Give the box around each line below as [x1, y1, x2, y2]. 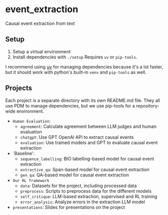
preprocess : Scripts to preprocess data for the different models [20, 188, 152, 194]
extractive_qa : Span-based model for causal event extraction [20, 166, 150, 172]
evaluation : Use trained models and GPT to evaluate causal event [20, 139, 158, 146]
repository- [136, 102, 160, 109]
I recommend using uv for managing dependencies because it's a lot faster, [5, 63, 163, 69]
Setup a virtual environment [12, 48, 71, 54]
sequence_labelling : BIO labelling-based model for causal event [20, 156, 154, 162]
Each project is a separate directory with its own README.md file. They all [5, 97, 160, 103]
